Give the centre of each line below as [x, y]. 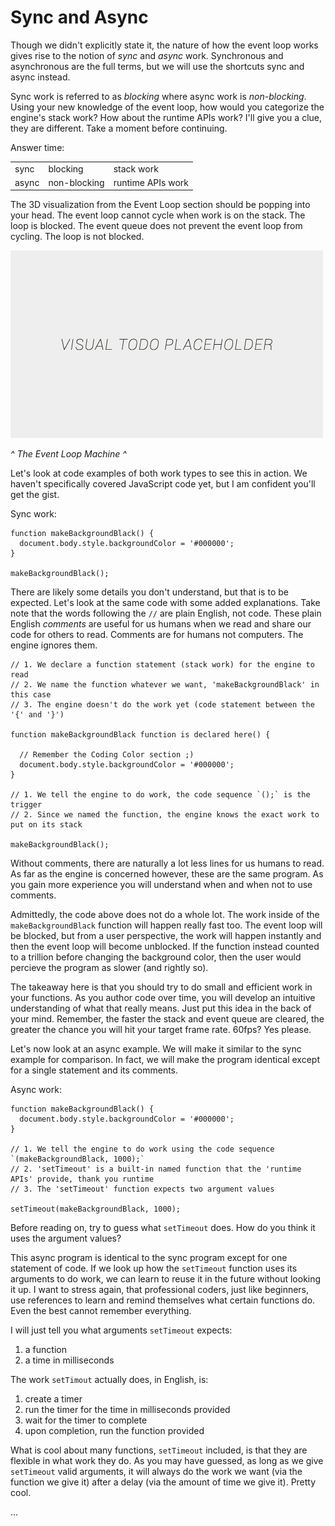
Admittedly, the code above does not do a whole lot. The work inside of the [165, 915]
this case [31, 695]
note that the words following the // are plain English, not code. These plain [166, 613]
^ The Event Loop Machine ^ [68, 454]
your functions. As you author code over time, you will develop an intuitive [163, 998]
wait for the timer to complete [86, 1420]
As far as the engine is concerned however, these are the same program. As [167, 874]
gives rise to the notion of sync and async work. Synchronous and [147, 55]
